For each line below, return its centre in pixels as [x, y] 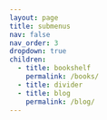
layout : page [34, 18]
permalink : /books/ [63, 77]
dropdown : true [38, 51]
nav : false [30, 34]
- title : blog [44, 93]
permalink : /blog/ [60, 102]
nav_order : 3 [34, 43]
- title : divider [50, 85]
